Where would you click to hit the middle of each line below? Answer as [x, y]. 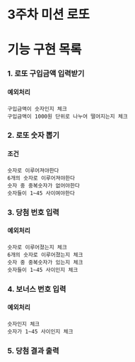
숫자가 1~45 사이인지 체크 [40, 331]
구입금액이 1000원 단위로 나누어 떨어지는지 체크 [68, 116]
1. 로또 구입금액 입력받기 [46, 74]
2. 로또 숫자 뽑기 [34, 136]
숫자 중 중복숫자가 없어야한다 [43, 185]
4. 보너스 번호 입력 [37, 289]
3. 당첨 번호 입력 [34, 212]
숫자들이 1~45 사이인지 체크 [43, 270]
